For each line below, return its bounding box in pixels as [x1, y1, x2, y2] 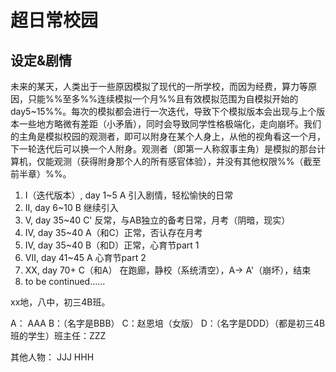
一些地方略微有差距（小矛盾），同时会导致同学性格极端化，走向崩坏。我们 [18, 118, 322, 130]
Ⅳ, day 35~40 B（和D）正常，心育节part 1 [24, 239, 200, 251]
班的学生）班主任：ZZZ [10, 330, 107, 341]
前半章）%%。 [10, 168, 72, 180]
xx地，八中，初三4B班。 [10, 296, 111, 308]
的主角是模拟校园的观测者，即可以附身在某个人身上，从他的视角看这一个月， [10, 131, 326, 142]
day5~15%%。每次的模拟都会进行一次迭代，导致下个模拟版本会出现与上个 [10, 106, 317, 117]
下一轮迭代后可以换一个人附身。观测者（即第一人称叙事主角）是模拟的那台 [10, 143, 317, 155]
